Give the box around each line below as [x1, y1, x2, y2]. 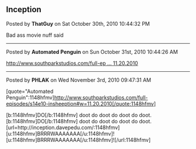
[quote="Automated [6, 88, 54, 95]
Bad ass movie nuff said [6, 32, 64, 39]
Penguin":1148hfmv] [6, 93, 54, 101]
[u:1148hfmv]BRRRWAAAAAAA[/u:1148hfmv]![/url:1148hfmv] [6, 136, 151, 143]
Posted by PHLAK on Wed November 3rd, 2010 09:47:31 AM [6, 76, 152, 84]
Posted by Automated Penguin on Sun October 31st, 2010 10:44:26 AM [6, 48, 178, 55]
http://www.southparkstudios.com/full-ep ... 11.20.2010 [6, 60, 138, 67]
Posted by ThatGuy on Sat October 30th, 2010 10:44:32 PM [6, 20, 150, 27]
